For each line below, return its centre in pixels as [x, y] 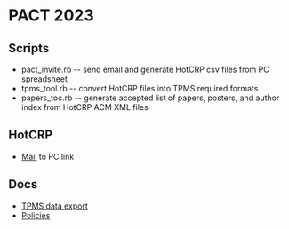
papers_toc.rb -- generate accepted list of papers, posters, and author [150, 98]
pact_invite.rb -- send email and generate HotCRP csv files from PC [145, 69]
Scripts [29, 48]
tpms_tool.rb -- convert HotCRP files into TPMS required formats [140, 88]
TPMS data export [54, 206]
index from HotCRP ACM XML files [84, 107]
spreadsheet [44, 79]
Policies [36, 215]
